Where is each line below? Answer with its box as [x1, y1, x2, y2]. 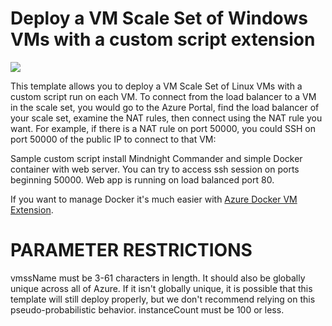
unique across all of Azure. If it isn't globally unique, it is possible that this [10, 282, 313, 294]
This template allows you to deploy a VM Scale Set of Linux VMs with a [10, 80, 303, 92]
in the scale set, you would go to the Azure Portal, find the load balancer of [10, 101, 320, 113]
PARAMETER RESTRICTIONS [10, 239, 253, 262]
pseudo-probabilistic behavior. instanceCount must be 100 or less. [10, 303, 285, 316]
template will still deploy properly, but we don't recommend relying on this [10, 293, 316, 305]
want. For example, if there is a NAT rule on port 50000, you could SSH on [10, 122, 316, 134]
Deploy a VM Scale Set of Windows [10, 7, 308, 30]
